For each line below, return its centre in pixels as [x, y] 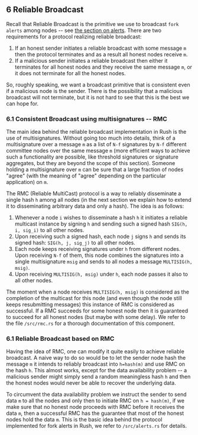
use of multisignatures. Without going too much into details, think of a [91, 138]
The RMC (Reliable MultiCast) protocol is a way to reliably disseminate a [94, 194]
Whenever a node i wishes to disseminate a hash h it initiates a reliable [101, 218]
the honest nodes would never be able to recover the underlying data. [91, 383]
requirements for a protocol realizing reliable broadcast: [74, 36]
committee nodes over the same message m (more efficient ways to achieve [98, 151]
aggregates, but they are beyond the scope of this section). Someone [91, 163]
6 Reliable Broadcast [45, 10]
